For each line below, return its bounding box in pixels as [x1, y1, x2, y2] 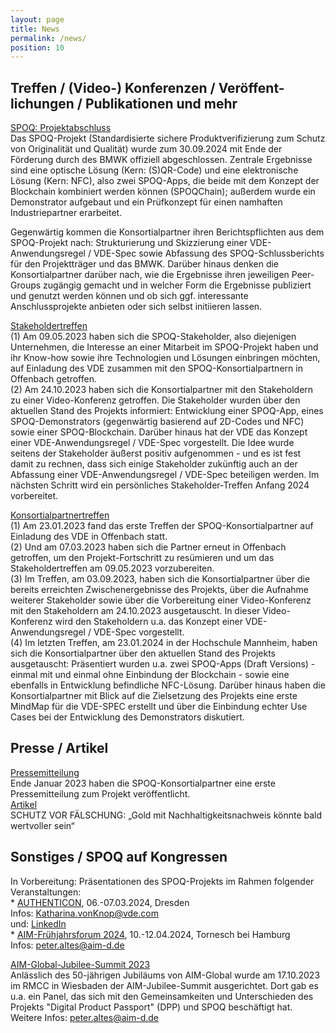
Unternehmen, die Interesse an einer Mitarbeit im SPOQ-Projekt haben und [10, 341, 319, 353]
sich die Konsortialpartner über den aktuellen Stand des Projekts [10, 647, 277, 660]
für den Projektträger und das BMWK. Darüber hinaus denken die [10, 258, 280, 270]
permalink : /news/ [10, 33, 87, 43]
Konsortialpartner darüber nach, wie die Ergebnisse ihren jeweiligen [10, 269, 290, 281]
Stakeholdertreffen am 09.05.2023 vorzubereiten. [10, 562, 215, 575]
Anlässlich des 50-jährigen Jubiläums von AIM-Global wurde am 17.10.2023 [10, 969, 321, 981]
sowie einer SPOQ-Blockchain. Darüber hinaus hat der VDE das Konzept [10, 426, 308, 438]
